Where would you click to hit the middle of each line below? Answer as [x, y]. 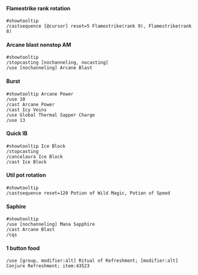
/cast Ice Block [26, 162]
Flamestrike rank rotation [38, 8]
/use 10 [16, 99]
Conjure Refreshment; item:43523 [48, 266]
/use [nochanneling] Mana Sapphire [51, 225]
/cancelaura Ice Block [34, 157]
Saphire [16, 206]
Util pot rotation [26, 175]
